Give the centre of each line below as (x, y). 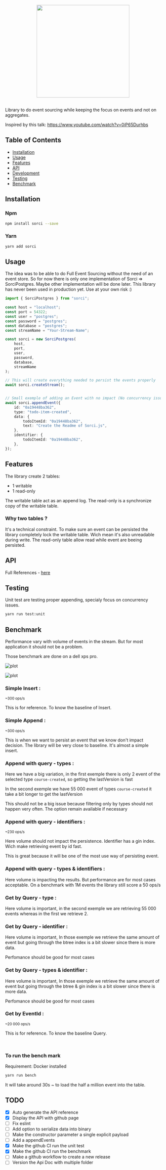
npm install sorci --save (32, 223)
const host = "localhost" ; (33, 307)
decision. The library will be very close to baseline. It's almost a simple (77, 745)
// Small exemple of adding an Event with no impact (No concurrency (78, 398)
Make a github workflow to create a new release (61, 1157)
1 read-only (24, 491)
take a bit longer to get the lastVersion (44, 794)
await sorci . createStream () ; (35, 385)
